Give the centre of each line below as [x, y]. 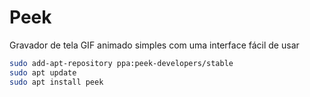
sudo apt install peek [56, 82]
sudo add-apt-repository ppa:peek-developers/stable [121, 63]
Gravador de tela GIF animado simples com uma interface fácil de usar [154, 45]
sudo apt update [43, 72]
